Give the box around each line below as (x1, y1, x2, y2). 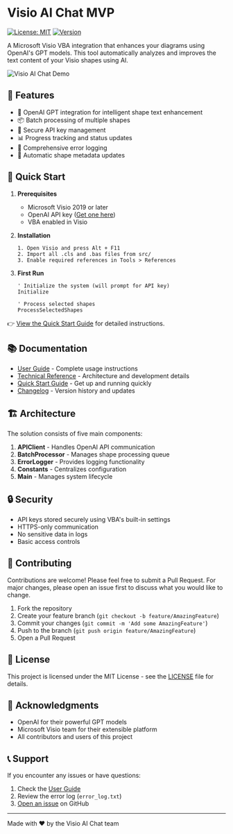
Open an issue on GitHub (17, 799, 89, 808)
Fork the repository (17, 604, 73, 612)
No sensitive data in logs (17, 530, 88, 538)
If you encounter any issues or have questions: (7, 772, 141, 780)
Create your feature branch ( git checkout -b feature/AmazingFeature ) (17, 611, 220, 620)
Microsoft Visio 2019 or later (27, 203, 109, 211)
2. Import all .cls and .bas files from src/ (17, 250, 151, 257)
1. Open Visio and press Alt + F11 (17, 244, 121, 251)
